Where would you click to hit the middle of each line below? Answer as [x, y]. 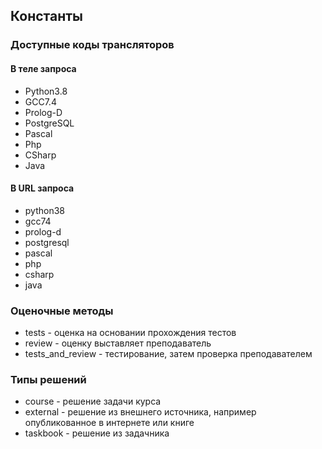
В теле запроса [43, 68]
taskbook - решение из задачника [97, 433]
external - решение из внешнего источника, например [140, 412]
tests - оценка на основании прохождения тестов [130, 333]
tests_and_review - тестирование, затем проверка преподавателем [168, 354]
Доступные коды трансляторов [92, 45]
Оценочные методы [62, 311]
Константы [46, 16]
